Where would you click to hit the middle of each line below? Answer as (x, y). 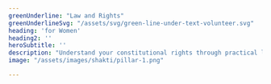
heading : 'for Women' (45, 30)
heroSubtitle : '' (38, 46)
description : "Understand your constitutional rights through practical (133, 53)
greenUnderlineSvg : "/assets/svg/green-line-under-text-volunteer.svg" (131, 23)
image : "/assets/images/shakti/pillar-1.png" (86, 61)
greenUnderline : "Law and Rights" (67, 16)
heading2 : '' (30, 38)
